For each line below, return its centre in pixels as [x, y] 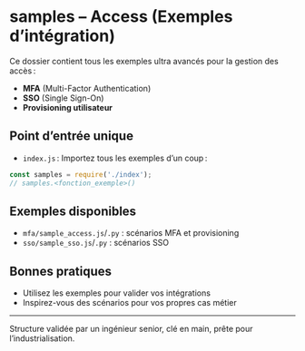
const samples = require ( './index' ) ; [81, 174]
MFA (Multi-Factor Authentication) [87, 88]
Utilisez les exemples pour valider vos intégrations [117, 293]
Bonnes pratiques [60, 271]
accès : [23, 71]
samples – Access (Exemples [121, 17]
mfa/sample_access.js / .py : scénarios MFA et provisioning [131, 233]
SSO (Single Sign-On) [63, 98]
